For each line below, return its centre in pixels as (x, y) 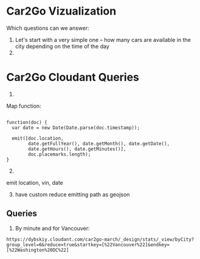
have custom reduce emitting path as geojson (72, 194)
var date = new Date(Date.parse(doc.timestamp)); (76, 128)
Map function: (24, 106)
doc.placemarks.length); (60, 154)
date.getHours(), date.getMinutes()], (77, 149)
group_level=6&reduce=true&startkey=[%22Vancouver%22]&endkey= (88, 244)
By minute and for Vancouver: (52, 228)
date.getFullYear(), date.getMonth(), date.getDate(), (99, 143)
